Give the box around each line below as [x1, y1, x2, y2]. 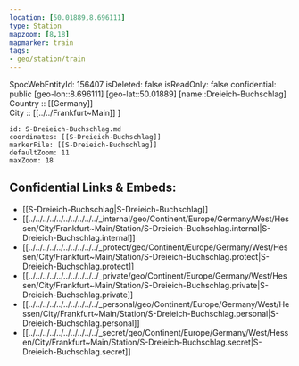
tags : [9, 46, 29, 55]
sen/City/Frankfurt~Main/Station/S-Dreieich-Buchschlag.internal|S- [21, 222, 271, 233]
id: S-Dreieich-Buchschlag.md [9, 125, 122, 134]
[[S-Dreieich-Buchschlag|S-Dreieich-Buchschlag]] [21, 204, 209, 214]
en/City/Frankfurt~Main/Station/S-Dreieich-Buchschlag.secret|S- [21, 337, 262, 347]
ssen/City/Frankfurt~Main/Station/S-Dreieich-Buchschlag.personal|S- [21, 308, 279, 319]
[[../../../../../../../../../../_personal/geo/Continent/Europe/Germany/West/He [21, 298, 290, 309]
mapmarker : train [9, 37, 74, 47]
